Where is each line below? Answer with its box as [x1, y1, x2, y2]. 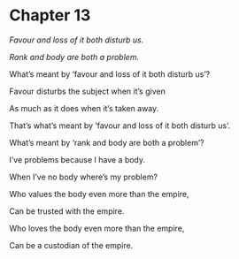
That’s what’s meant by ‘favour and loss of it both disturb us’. [9, 120, 231, 131]
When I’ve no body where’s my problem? [9, 171, 158, 182]
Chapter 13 [9, 5, 91, 26]
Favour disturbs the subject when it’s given [9, 86, 166, 96]
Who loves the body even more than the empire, [9, 223, 185, 233]
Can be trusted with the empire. [9, 205, 125, 217]
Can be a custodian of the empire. [9, 240, 134, 250]
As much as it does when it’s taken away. [9, 103, 159, 113]
